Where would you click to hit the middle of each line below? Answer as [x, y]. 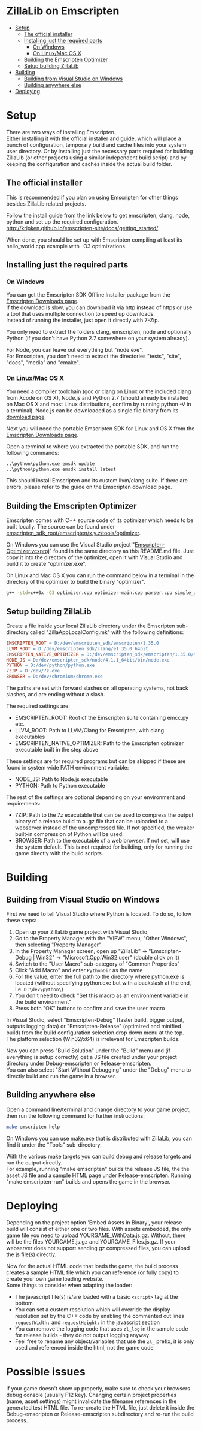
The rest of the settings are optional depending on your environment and [96, 797]
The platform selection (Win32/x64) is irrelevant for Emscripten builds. [93, 1039]
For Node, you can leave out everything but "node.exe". [75, 350]
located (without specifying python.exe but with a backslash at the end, [103, 983]
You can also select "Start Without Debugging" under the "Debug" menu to [99, 1070]
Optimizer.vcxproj [28, 551]
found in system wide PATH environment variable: [68, 768]
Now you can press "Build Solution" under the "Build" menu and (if [88, 1051]
